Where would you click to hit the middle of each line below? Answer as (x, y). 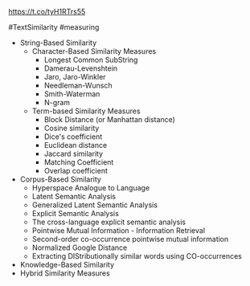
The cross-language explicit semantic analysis (109, 222)
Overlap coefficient (76, 171)
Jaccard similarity (73, 153)
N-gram (57, 102)
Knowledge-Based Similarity (67, 265)
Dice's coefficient (73, 137)
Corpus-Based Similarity (61, 179)
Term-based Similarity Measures (86, 111)
